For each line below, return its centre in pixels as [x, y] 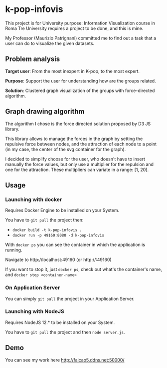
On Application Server [33, 287]
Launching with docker [34, 199]
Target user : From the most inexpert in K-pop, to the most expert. [72, 71]
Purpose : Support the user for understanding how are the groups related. [81, 80]
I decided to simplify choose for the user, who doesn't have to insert [75, 159]
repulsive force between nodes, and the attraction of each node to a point [81, 144]
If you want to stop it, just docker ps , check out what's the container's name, [83, 269]
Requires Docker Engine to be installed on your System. [62, 210]
